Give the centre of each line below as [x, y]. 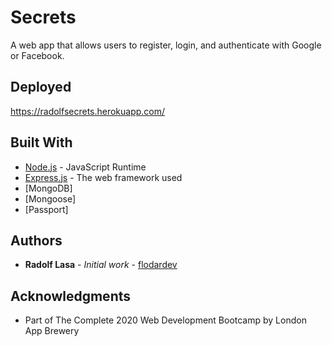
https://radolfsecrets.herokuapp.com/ [88, 111]
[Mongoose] [50, 198]
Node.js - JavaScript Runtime [85, 167]
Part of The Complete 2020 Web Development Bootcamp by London [165, 320]
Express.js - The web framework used [103, 177]
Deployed [41, 87]
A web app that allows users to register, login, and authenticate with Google [166, 45]
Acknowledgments [71, 296]
